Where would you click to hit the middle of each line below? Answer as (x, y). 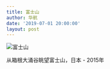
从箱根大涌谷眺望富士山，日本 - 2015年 (55, 60)
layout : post (23, 29)
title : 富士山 (23, 12)
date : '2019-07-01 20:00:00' (43, 23)
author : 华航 (22, 18)
